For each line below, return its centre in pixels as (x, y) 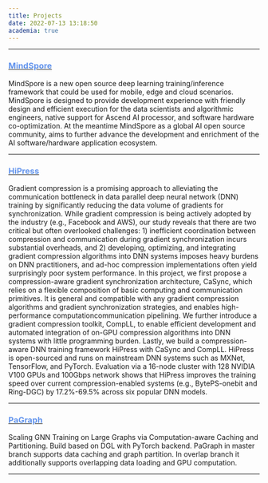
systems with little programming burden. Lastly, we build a (104, 341)
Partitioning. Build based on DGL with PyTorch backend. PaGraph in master (132, 446)
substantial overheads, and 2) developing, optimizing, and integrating (122, 247)
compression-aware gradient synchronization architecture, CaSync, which (130, 281)
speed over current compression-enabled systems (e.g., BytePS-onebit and (133, 383)
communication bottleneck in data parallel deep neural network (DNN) (124, 196)
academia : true (33, 30)
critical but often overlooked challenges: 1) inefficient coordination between (132, 230)
